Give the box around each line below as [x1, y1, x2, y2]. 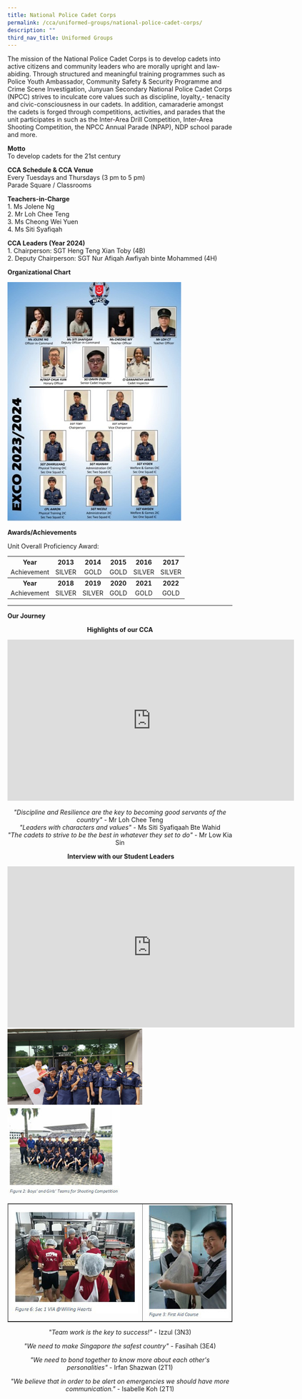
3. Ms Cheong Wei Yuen [7, 218, 79, 226]
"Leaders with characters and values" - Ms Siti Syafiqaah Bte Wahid [19, 823, 221, 831]
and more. [7, 131, 38, 139]
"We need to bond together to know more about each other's [29, 1355, 211, 1364]
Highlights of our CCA [86, 625, 153, 633]
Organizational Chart [7, 268, 71, 276]
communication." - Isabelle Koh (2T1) [65, 1385, 175, 1393]
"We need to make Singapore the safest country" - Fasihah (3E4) [24, 1342, 216, 1350]
